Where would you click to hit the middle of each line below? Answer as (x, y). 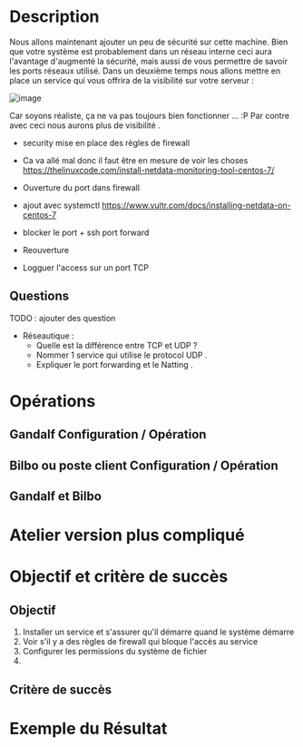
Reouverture (46, 250)
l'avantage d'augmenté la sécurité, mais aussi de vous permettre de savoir (149, 61)
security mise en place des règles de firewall (106, 143)
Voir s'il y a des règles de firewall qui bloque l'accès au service (140, 642)
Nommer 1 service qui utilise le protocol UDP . (122, 355)
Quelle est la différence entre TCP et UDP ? (117, 345)
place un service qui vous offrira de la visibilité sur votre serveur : (132, 80)
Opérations (53, 401)
